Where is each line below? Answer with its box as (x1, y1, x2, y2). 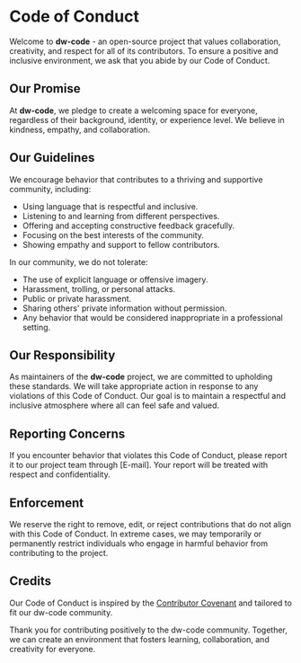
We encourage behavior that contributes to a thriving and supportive (9, 173, 263, 185)
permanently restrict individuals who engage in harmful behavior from (9, 538, 269, 549)
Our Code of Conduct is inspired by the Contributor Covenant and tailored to (9, 597, 292, 608)
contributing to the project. (9, 548, 109, 558)
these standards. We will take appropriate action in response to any (9, 381, 259, 392)
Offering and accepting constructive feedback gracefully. (22, 220, 235, 231)
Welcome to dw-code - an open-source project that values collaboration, (9, 36, 281, 47)
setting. (22, 322, 51, 332)
